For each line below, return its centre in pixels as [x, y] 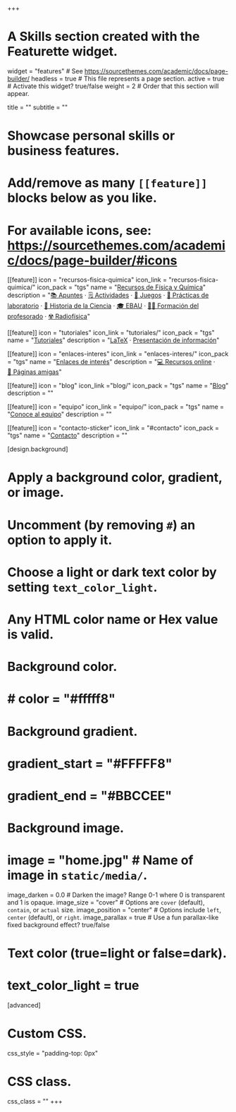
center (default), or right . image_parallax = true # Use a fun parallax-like [113, 917]
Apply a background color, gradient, [115, 478]
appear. [18, 93]
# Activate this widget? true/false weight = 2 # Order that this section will [113, 86]
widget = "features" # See [45, 71]
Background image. [66, 828]
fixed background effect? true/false [59, 925]
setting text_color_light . [82, 587]
